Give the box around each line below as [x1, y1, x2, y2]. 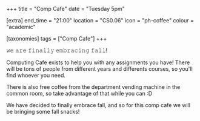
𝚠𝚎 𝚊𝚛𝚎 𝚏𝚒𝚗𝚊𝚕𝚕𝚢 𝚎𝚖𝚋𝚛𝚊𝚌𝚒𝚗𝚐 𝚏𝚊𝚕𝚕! [6, 47, 108, 54]
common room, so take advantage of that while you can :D [6, 90, 153, 97]
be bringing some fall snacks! [6, 108, 80, 115]
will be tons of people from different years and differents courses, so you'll [6, 65, 193, 72]
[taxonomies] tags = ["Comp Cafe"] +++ [6, 35, 107, 42]
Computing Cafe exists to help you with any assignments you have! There [6, 59, 190, 66]
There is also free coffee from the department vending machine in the [6, 83, 181, 90]
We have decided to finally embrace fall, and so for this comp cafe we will [6, 102, 191, 108]
